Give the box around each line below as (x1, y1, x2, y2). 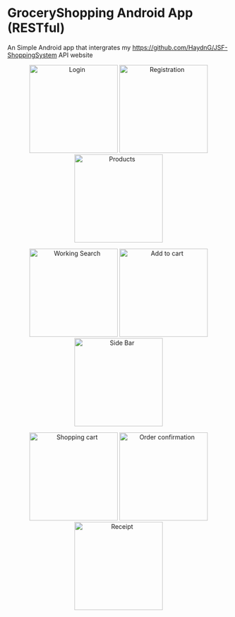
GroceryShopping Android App (7, 5, 193, 21)
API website (59, 51, 93, 59)
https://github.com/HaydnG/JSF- (132, 43, 228, 51)
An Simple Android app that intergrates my (7, 43, 131, 51)
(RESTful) (7, 20, 65, 36)
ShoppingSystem (7, 51, 58, 59)
